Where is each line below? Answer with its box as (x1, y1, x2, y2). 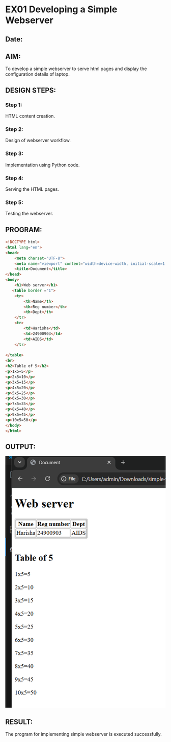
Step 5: (5, 198, 24, 206)
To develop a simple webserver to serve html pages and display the (5, 65, 147, 72)
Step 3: (5, 150, 24, 157)
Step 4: (5, 174, 24, 182)
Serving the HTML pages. (5, 186, 60, 192)
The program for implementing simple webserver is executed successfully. (5, 731, 162, 737)
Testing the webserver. (5, 211, 53, 217)
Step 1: (5, 101, 22, 108)
